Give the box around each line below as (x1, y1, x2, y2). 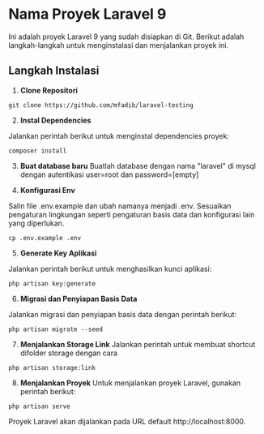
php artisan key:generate (8, 279, 96, 288)
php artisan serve (8, 402, 70, 410)
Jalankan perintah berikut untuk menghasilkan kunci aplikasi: (8, 264, 212, 273)
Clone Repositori (19, 85, 79, 95)
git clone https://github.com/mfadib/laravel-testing (8, 101, 194, 110)
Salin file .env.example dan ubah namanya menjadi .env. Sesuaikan (8, 200, 232, 211)
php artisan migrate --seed (8, 325, 104, 333)
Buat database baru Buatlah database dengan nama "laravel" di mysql (19, 161, 257, 170)
